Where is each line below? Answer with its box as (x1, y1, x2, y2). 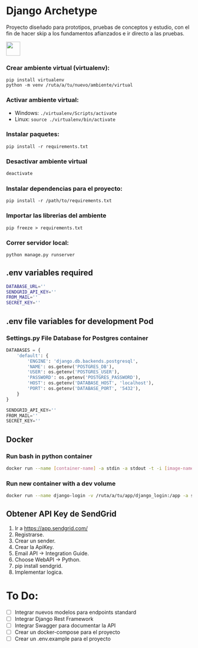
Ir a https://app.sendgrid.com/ (14, 524, 88, 531)
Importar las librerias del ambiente (6, 211, 107, 220)
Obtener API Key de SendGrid (6, 509, 117, 519)
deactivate (6, 171, 33, 177)
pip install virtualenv (6, 77, 65, 83)
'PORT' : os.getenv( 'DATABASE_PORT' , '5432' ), (27, 386, 141, 392)
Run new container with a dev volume (6, 479, 116, 487)
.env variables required (6, 268, 93, 278)
